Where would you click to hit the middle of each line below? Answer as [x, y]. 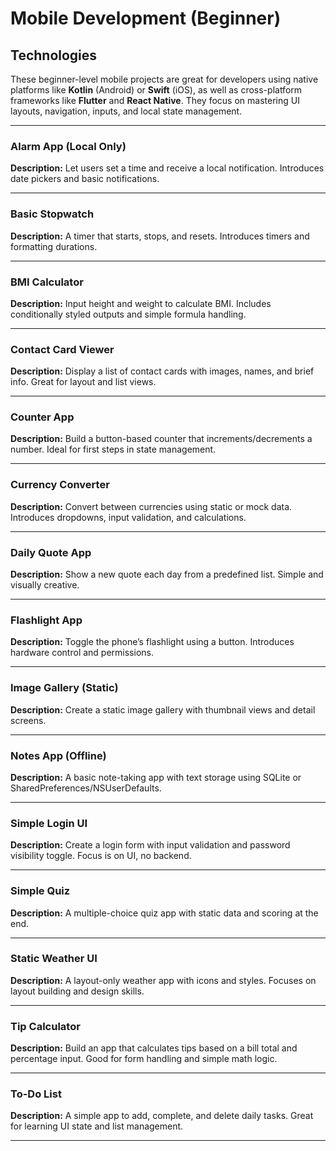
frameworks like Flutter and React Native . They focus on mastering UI [155, 100]
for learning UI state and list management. [97, 1126]
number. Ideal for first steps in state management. [113, 449]
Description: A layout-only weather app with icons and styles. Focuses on [163, 980]
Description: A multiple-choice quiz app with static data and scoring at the [164, 913]
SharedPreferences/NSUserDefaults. [86, 788]
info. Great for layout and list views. [83, 382]
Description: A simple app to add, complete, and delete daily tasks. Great [162, 1116]
